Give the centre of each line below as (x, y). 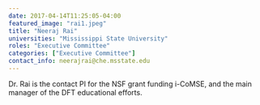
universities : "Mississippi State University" (88, 38)
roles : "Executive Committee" (60, 46)
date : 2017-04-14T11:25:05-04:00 (65, 16)
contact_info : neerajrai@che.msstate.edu (79, 61)
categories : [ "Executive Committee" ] (72, 53)
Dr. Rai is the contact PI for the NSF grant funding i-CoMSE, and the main (130, 84)
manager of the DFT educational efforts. (76, 92)
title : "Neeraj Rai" (43, 31)
